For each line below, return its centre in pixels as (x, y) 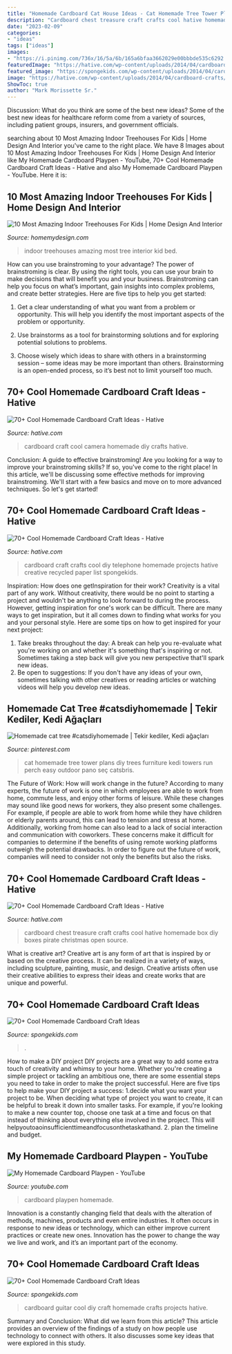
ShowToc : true (28, 84)
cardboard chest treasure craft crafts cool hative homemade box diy (121, 933)
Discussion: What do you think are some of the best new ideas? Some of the (116, 110)
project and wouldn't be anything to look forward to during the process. (109, 600)
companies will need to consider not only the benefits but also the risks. (109, 857)
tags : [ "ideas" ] (30, 46)
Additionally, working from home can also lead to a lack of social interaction (115, 828)
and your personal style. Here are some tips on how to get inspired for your (114, 622)
